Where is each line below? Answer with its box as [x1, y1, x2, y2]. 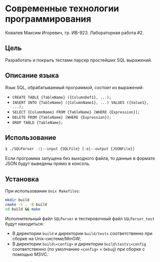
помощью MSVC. [12, 251, 48, 257]
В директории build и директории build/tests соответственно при [12, 230, 153, 236]
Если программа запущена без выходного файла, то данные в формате [5, 156, 156, 162]
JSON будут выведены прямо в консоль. [5, 161, 91, 166]
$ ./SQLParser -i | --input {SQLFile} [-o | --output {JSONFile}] [5, 146, 135, 152]
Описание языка [5, 71, 59, 80]
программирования [5, 13, 92, 25]
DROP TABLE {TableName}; [12, 120, 63, 125]
